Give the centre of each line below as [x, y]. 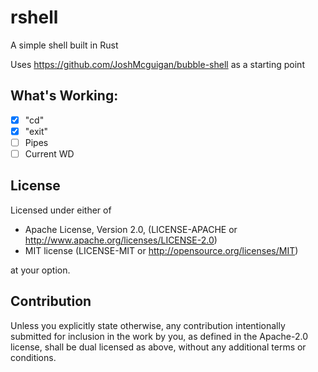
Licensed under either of [61, 210]
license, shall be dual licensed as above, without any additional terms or [158, 347]
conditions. [33, 357]
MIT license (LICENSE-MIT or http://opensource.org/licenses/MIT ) [161, 250]
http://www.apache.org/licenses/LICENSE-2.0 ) [121, 240]
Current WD [49, 153]
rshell [34, 17]
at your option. [40, 270]
